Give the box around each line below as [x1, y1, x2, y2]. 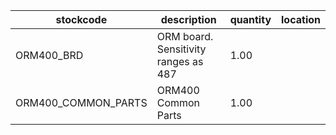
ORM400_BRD [15, 49, 84, 62]
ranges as [156, 55, 204, 68]
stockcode [55, 13, 108, 26]
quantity [229, 13, 272, 26]
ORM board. [156, 30, 214, 43]
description [160, 13, 217, 26]
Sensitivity [156, 42, 207, 56]
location [281, 13, 321, 26]
